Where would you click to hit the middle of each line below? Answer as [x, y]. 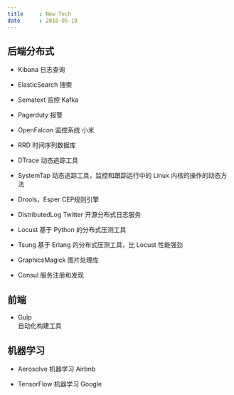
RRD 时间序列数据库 [47, 145]
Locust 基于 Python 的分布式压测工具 [72, 230]
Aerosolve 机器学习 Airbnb [57, 369]
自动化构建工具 [39, 326]
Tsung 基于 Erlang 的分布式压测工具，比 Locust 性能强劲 [100, 245]
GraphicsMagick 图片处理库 [58, 260]
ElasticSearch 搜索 [45, 85]
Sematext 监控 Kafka [48, 100]
